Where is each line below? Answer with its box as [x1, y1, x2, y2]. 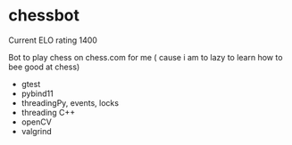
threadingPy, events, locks [21, 97, 120, 108]
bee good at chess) [8, 61, 80, 72]
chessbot [8, 5, 80, 26]
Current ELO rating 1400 [8, 35, 97, 45]
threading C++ [21, 107, 76, 117]
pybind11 [21, 88, 54, 99]
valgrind [21, 125, 53, 136]
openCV [21, 117, 53, 127]
